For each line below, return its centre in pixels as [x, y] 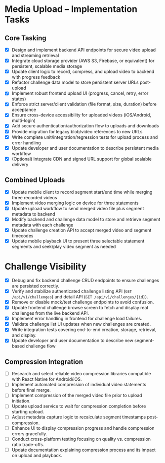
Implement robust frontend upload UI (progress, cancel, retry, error [80, 93]
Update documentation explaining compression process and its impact [84, 450]
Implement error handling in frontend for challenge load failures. [77, 319]
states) [19, 99]
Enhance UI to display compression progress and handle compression [83, 428]
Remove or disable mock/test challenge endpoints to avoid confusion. [83, 302]
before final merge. [31, 390]
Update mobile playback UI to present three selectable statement [78, 241]
